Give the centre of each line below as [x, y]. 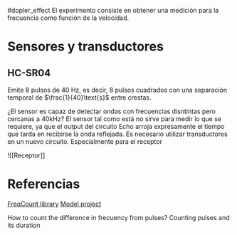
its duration [24, 225]
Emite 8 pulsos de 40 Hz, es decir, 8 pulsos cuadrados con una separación [117, 90]
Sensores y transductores [85, 47]
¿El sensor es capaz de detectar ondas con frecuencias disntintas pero [111, 111]
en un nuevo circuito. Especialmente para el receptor [85, 141]
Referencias [44, 184]
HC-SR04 [29, 73]
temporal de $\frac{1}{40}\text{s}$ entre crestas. [79, 98]
